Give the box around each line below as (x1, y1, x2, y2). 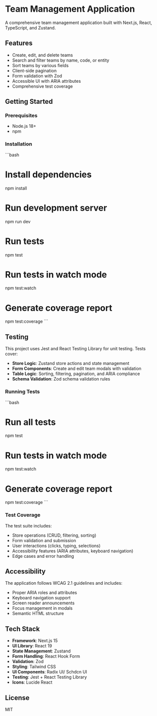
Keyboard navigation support (12, 595, 71, 601)
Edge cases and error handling (12, 553, 74, 559)
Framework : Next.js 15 (12, 638, 58, 644)
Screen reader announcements (12, 600, 75, 606)
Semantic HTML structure (12, 611, 64, 617)
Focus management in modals (12, 605, 73, 611)
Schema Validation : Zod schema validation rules (12, 376, 111, 382)
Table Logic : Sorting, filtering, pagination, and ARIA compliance (12, 371, 140, 377)
